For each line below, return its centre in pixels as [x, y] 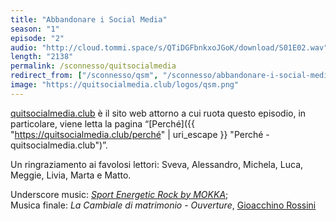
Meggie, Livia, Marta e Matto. [71, 175]
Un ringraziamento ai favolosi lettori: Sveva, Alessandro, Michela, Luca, [157, 164]
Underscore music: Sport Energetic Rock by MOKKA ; [119, 194]
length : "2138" [42, 57]
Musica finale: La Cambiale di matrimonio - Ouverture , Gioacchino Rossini [163, 205]
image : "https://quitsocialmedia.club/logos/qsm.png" [125, 85]
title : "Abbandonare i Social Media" [89, 19]
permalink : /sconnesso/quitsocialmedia [93, 66]
